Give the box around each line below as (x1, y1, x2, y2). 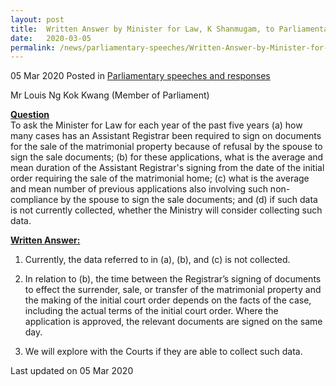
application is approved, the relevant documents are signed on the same (24, 316, 323, 328)
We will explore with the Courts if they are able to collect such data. (24, 346, 303, 358)
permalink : (10, 42, 56, 53)
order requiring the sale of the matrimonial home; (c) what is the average (10, 172, 310, 185)
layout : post (10, 14, 65, 25)
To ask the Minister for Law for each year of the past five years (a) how (10, 119, 303, 131)
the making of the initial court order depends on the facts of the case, (24, 294, 312, 306)
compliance (10, 194, 59, 206)
